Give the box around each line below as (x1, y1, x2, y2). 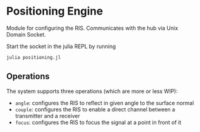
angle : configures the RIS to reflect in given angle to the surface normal (15, 99, 195, 106)
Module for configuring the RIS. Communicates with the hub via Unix (6, 24, 178, 32)
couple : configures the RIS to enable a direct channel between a (15, 105, 175, 113)
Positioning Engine (6, 4, 103, 18)
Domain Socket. (6, 30, 46, 38)
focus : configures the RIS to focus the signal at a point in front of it (15, 119, 181, 126)
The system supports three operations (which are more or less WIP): (6, 87, 178, 95)
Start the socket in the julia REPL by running (6, 43, 116, 50)
